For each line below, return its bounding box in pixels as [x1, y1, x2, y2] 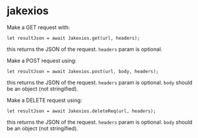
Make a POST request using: [7, 57, 77, 64]
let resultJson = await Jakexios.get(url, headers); [7, 35, 140, 41]
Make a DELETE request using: [7, 97, 83, 104]
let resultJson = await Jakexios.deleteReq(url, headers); [7, 108, 156, 114]
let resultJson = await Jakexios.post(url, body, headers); [7, 68, 159, 75]
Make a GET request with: [7, 24, 70, 31]
